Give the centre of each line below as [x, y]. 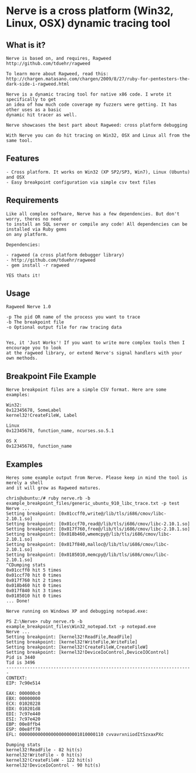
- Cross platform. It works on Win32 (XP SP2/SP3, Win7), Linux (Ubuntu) [98, 172]
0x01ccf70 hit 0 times [34, 575]
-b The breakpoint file [35, 322]
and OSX [16, 177]
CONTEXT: [17, 678]
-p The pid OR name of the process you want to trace [73, 317]
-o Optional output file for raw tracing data [64, 328]
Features [23, 159]
